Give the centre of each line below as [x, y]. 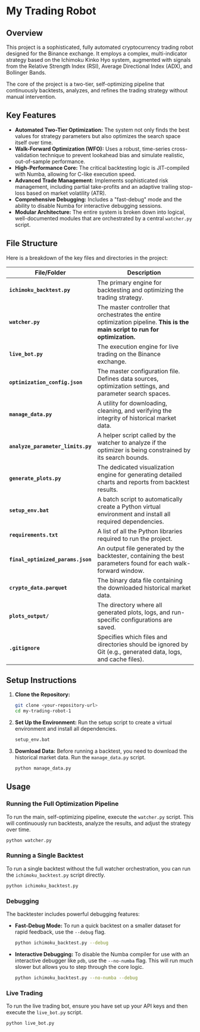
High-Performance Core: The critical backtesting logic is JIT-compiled [102, 167]
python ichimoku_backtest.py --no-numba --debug [76, 978]
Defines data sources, [128, 378]
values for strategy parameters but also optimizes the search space [98, 136]
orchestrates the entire [129, 314]
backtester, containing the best [141, 556]
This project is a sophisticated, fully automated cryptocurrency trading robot [100, 47]
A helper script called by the [137, 435]
